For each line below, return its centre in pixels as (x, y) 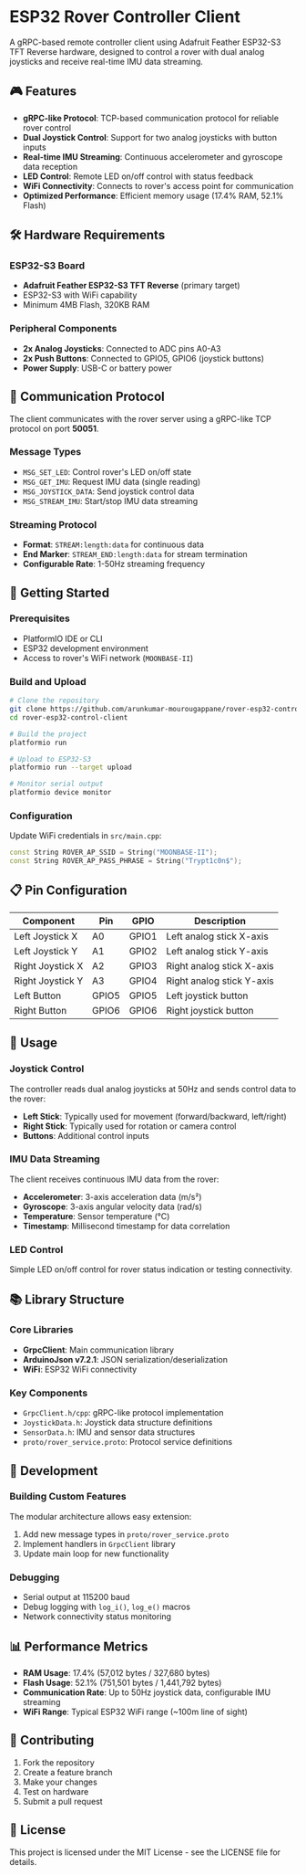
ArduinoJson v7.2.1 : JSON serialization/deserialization (125, 1359)
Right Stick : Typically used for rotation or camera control (129, 1126)
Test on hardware (56, 1791)
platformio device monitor (61, 793)
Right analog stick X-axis (220, 965)
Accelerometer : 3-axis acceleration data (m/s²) (112, 1196)
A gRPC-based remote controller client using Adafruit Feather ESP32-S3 (145, 42)
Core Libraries (42, 1330)
